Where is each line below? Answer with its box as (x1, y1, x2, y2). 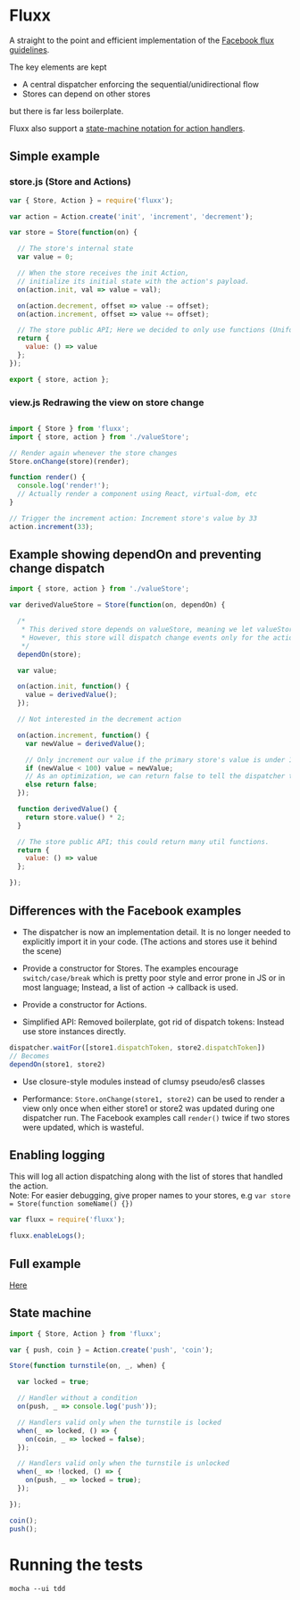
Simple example (9, 149, 101, 164)
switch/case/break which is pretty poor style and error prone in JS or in (21, 972, 286, 982)
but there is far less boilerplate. (9, 105, 124, 116)
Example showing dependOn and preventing (9, 547, 262, 562)
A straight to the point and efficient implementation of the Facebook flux (9, 35, 275, 46)
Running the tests (9, 1554, 144, 1575)
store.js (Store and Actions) (9, 176, 131, 188)
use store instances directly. (21, 1025, 127, 1036)
